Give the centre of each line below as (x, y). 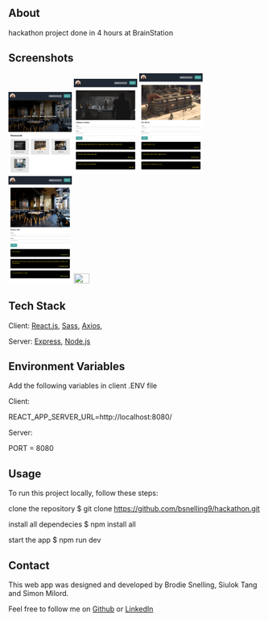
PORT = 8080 (31, 448)
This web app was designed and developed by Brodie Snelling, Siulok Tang (133, 585)
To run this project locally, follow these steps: (83, 493)
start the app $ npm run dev (55, 540)
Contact (29, 565)
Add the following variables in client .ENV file (83, 386)
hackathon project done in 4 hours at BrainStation (91, 32)
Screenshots (41, 58)
